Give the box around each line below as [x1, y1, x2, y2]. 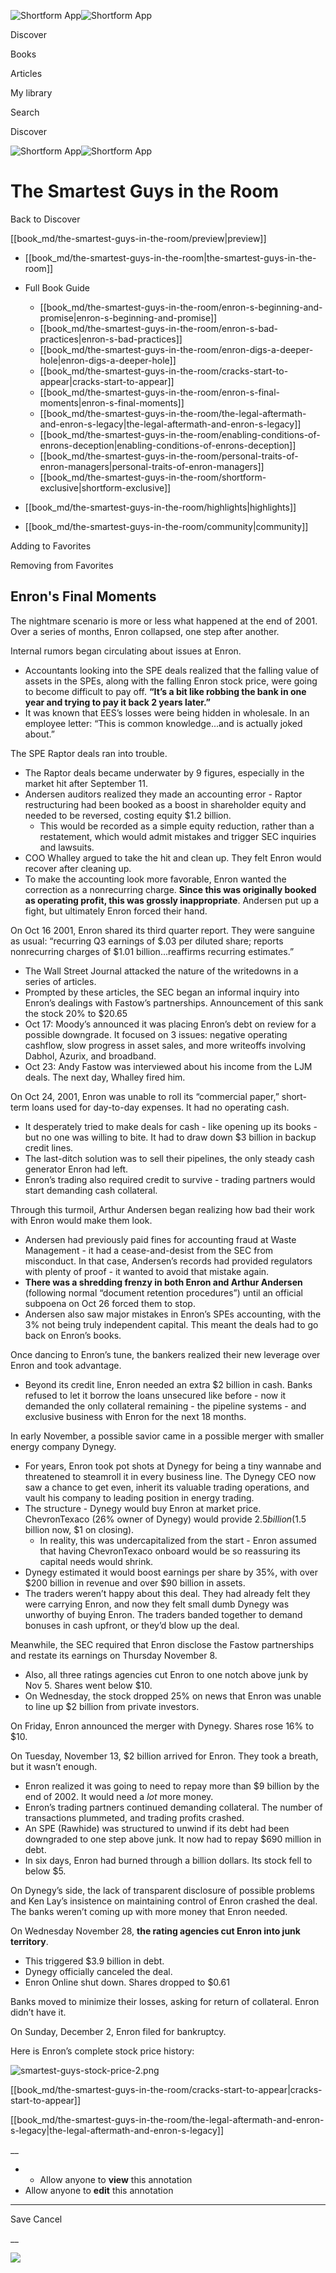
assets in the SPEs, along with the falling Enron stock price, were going [24, 675, 318, 687]
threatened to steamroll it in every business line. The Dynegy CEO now [24, 1470, 317, 1482]
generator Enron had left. [24, 1163, 129, 1175]
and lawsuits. [39, 841, 95, 853]
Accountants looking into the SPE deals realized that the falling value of [24, 664, 320, 676]
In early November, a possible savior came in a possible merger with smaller [10, 1430, 325, 1442]
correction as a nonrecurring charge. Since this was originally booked [24, 883, 317, 895]
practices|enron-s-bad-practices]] [39, 333, 183, 345]
